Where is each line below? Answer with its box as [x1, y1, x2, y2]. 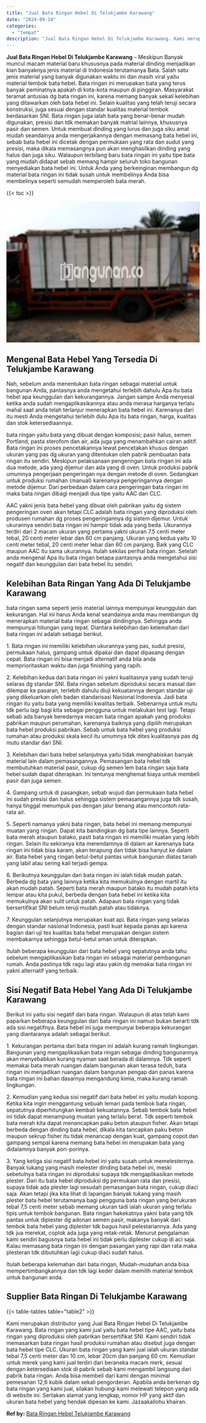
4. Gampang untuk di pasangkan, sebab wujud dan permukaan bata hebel [6, 789, 194, 797]
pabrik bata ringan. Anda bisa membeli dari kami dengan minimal [6, 1371, 170, 1379]
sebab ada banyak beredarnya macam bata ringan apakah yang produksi [6, 713, 191, 720]
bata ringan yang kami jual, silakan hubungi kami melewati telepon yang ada [6, 1385, 199, 1392]
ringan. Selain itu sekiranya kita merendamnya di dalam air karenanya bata [6, 840, 194, 848]
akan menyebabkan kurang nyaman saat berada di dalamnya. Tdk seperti [6, 1055, 192, 1062]
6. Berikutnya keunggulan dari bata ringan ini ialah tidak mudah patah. [6, 871, 183, 879]
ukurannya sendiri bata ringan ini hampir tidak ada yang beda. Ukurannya [6, 521, 192, 529]
